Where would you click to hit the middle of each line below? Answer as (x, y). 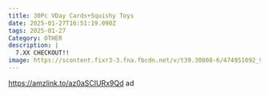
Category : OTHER (35, 38)
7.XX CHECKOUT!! (42, 53)
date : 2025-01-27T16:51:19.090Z (62, 23)
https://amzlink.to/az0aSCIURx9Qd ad (71, 83)
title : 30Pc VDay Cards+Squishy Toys (71, 16)
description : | (34, 46)
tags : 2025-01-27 (37, 30)
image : (19, 61)
